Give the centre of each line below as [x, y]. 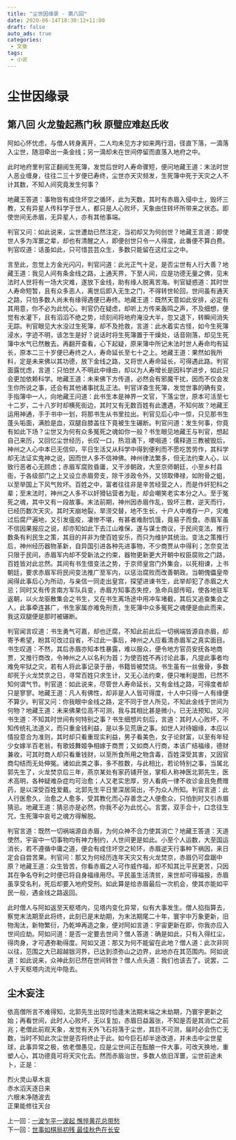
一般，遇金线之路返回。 [47, 892]
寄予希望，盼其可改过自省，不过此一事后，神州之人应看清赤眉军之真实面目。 [118, 640]
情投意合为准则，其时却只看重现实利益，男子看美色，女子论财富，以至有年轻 [118, 737]
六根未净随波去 [29, 1097]
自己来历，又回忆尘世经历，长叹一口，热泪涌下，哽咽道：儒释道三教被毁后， [118, 440]
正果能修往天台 [29, 1106]
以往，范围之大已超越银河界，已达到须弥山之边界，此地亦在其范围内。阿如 [115, 951]
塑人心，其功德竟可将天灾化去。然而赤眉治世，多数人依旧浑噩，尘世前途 [112, 1056]
